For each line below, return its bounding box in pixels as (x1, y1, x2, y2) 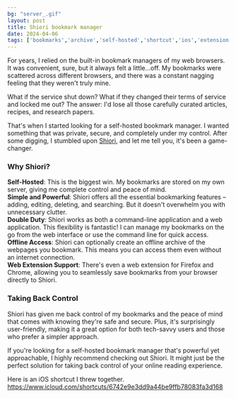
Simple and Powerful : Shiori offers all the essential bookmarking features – (7, 193, 226, 201)
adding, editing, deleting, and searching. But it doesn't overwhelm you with (7, 200, 225, 209)
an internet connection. (7, 253, 76, 262)
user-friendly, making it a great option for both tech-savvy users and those (7, 324, 225, 333)
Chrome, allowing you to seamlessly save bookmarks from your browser (7, 268, 218, 277)
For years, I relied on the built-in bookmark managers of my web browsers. (7, 56, 225, 65)
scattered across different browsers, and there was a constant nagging (7, 72, 214, 80)
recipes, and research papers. (7, 108, 95, 116)
